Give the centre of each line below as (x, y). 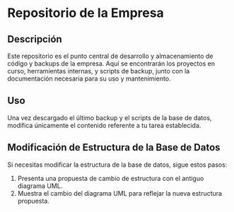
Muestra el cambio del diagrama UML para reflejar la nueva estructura (120, 193)
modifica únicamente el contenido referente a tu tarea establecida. (104, 125)
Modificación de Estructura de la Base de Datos (114, 147)
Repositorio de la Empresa (86, 13)
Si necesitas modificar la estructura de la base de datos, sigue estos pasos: (117, 165)
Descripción (35, 39)
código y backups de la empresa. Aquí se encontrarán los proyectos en (111, 64)
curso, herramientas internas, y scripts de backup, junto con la (99, 71)
